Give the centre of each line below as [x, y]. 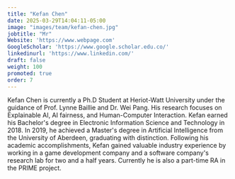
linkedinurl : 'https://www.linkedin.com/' [71, 54]
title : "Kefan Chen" [38, 14]
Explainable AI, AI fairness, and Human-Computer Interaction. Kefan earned [117, 115]
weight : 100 [25, 67]
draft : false [27, 60]
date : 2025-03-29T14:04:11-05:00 [57, 21]
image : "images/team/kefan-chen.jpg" [63, 27]
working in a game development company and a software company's [108, 153]
